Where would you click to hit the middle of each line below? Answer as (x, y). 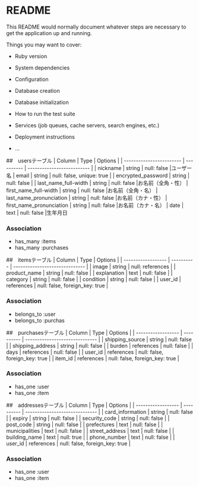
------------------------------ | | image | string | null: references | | (94, 267)
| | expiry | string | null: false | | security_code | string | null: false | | (88, 418)
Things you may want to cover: (44, 45)
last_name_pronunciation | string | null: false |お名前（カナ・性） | (87, 197)
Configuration (31, 79)
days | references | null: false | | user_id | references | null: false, (85, 352)
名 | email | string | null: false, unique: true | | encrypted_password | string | (98, 175)
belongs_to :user (35, 314)
